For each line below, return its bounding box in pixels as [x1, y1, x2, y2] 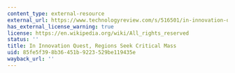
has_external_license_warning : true [7, 23, 114, 30]
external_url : [7, 17, 49, 24]
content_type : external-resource [7, 10, 105, 17]
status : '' [7, 36, 39, 43]
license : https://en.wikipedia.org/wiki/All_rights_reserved [7, 29, 190, 37]
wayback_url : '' [7, 56, 55, 63]
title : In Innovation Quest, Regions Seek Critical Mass [7, 42, 177, 49]
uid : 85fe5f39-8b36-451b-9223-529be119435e [7, 49, 136, 56]
